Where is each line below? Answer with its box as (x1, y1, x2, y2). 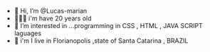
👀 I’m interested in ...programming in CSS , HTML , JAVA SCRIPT (14, 22, 203, 30)
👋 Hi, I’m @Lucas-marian (14, 7, 88, 15)
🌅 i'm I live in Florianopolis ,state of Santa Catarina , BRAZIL (14, 37, 189, 45)
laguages (14, 29, 41, 37)
